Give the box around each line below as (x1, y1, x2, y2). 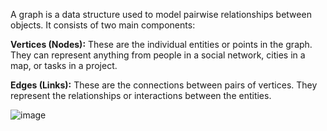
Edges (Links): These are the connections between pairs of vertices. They (10, 79, 318, 91)
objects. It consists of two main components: (10, 19, 196, 31)
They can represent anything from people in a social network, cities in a (10, 49, 306, 61)
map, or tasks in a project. (10, 60, 118, 71)
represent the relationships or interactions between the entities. (10, 90, 272, 101)
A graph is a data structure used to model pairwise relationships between (10, 9, 312, 20)
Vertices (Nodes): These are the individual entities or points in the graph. (10, 39, 313, 50)
